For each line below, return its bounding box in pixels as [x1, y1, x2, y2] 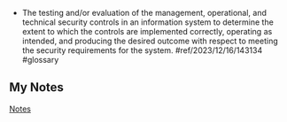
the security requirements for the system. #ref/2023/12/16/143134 [21, 45, 263, 56]
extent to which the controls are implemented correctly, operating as [21, 27, 273, 36]
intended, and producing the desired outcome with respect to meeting [21, 35, 279, 46]
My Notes [9, 80, 65, 95]
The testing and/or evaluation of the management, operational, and [21, 8, 268, 18]
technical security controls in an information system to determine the [21, 17, 275, 27]
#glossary [21, 55, 59, 65]
